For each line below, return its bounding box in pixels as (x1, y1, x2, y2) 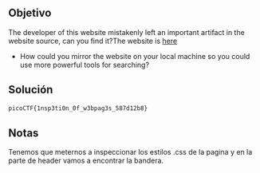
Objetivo (8, 6, 52, 20)
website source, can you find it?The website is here (8, 36, 178, 45)
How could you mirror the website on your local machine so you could (19, 51, 250, 61)
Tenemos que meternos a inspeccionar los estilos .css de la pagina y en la (8, 147, 253, 157)
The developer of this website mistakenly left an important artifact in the (8, 27, 245, 37)
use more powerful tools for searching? (19, 60, 150, 69)
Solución (8, 83, 53, 96)
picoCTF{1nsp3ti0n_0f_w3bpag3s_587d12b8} (8, 104, 148, 112)
